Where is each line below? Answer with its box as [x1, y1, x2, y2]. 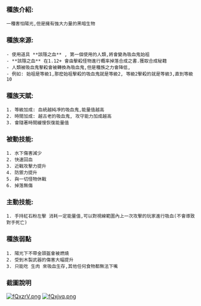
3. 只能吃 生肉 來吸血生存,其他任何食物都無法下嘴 [6, 263, 118, 269]
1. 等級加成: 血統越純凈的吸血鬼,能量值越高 [6, 107, 105, 113]
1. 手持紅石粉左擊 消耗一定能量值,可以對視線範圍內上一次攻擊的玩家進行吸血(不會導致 [6, 213, 195, 219]
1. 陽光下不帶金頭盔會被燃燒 [6, 250, 69, 257]
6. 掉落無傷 [6, 183, 33, 189]
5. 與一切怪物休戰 [6, 176, 47, 182]
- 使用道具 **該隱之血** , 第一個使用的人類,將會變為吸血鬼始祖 [6, 51, 150, 57]
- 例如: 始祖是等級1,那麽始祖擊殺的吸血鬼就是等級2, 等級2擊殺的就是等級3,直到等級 [6, 71, 194, 77]
